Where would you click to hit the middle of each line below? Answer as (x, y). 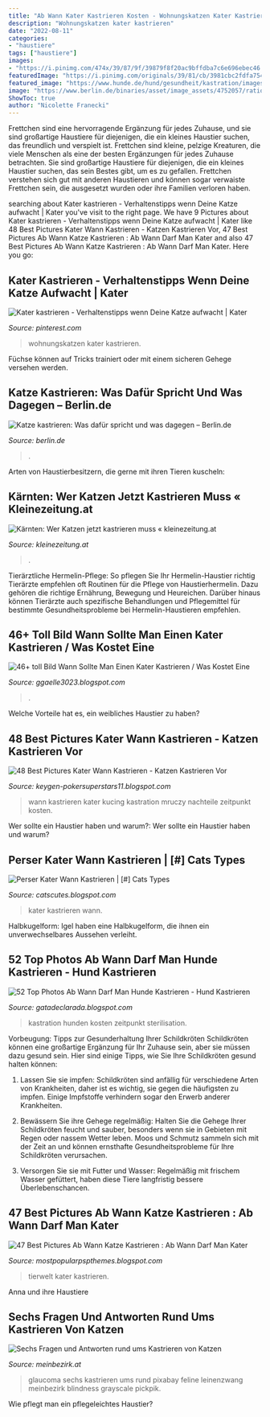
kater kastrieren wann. (65, 910)
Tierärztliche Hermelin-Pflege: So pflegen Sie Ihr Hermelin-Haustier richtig (132, 575)
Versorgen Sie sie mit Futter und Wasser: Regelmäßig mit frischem (130, 1170)
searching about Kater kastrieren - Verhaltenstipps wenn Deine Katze (123, 204)
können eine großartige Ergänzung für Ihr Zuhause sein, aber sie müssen (129, 1047)
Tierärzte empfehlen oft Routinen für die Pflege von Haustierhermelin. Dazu (133, 584)
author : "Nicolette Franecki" (59, 105)
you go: (21, 255)
